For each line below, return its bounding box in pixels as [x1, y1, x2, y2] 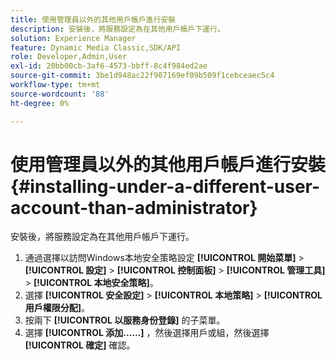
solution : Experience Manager [10, 33, 137, 43]
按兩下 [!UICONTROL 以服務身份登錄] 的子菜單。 [24, 314, 226, 326]
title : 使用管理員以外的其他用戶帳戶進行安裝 [10, 14, 177, 25]
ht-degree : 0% [10, 98, 70, 108]
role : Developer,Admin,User [10, 52, 128, 62]
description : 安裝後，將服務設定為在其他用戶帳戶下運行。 [10, 24, 225, 34]
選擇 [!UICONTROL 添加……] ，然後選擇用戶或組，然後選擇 [24, 327, 270, 339]
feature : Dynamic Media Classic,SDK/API [10, 42, 182, 53]
